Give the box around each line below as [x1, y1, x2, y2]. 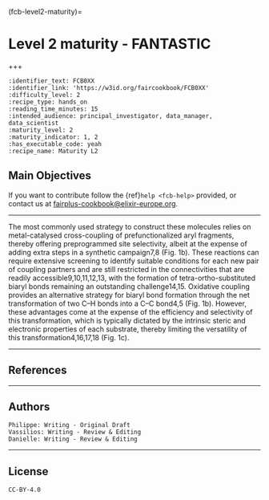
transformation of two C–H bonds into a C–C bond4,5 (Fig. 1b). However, [8, 299, 247, 308]
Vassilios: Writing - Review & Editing [8, 429, 142, 437]
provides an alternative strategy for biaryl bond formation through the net [8, 290, 250, 299]
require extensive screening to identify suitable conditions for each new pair [8, 256, 259, 266]
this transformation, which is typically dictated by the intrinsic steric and [8, 315, 246, 325]
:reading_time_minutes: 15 [8, 104, 98, 113]
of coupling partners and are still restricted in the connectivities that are [8, 264, 245, 274]
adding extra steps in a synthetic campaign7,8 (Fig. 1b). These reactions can [8, 247, 259, 257]
